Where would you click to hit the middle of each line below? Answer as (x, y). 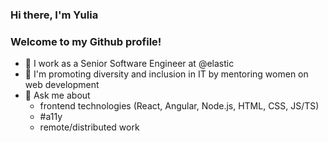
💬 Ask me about (57, 95)
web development (62, 85)
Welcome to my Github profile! (86, 41)
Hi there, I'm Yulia (54, 15)
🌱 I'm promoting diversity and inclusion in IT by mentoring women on (166, 74)
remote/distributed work (89, 127)
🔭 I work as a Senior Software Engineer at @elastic (129, 64)
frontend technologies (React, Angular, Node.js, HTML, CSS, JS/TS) (179, 106)
